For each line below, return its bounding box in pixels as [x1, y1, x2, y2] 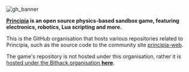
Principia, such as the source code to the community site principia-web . [6, 42, 184, 48]
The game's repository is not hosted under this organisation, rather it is [6, 53, 181, 60]
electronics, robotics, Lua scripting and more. [6, 24, 122, 30]
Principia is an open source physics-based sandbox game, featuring [6, 17, 179, 24]
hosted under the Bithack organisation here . [6, 60, 115, 66]
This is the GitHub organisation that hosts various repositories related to [6, 35, 184, 42]
